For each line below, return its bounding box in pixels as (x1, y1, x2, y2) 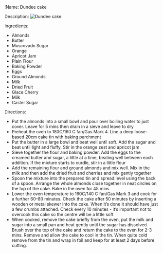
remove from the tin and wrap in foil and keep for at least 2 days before (11, 237, 155, 243)
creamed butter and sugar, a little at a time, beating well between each (11, 155, 153, 160)
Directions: (4, 109, 26, 115)
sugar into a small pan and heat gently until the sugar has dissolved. (11, 222, 148, 228)
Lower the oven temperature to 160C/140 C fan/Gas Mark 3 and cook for (11, 191, 157, 197)
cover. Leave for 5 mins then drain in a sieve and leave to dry (11, 124, 134, 129)
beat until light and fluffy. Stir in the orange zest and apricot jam (11, 145, 140, 150)
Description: (4, 14, 29, 19)
